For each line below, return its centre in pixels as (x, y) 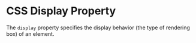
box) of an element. (30, 33)
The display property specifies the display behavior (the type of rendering (98, 27)
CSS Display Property (61, 11)
